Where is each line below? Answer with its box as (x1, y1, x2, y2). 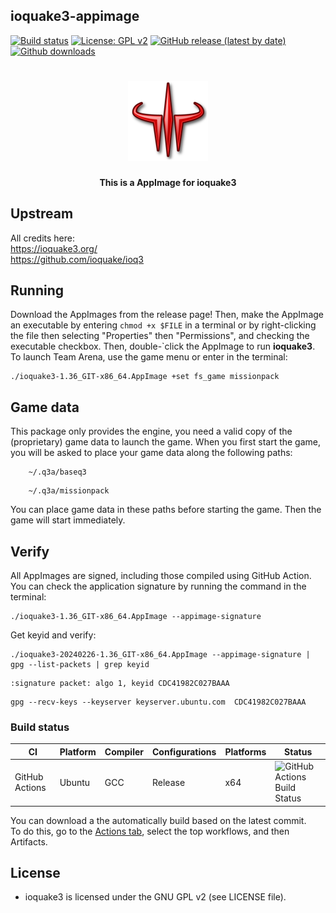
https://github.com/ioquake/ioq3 (10, 253, 145, 265)
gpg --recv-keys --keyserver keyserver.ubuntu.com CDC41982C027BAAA (10, 697, 307, 707)
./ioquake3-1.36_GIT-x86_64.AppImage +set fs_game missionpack (10, 372, 280, 382)
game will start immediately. (10, 514, 126, 526)
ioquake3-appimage (10, 8, 140, 25)
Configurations (152, 745, 217, 758)
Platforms (224, 745, 267, 758)
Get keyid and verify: (10, 629, 97, 641)
